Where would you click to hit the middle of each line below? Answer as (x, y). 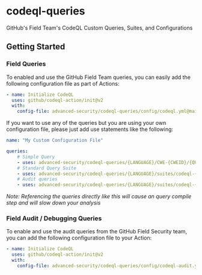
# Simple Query (36, 157)
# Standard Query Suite (47, 168)
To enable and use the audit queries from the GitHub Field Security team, (97, 232)
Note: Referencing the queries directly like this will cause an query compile (99, 197)
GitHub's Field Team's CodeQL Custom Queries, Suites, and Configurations (99, 28)
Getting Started (36, 47)
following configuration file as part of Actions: (63, 83)
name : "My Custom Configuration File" (55, 141)
